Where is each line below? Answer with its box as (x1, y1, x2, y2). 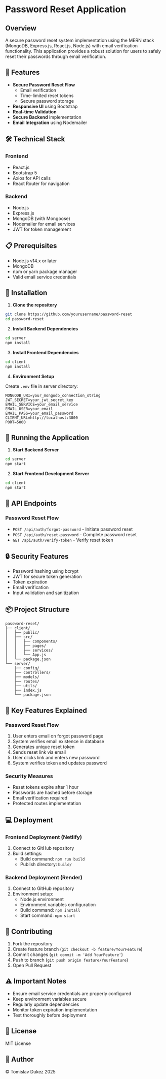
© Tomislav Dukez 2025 (5, 1068, 56, 1074)
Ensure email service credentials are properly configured (12, 990, 132, 997)
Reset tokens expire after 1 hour (12, 784, 79, 790)
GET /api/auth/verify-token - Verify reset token (12, 537, 114, 543)
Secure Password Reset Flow (12, 81, 75, 87)
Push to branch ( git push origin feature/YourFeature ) (12, 957, 129, 963)
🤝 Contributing (5, 927, 53, 936)
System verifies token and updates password (12, 760, 107, 766)
